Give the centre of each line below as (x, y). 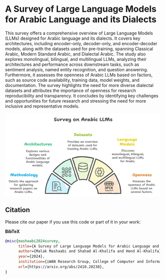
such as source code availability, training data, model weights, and (72, 80)
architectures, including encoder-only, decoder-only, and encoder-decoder (81, 43)
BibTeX (13, 231)
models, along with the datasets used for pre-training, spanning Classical (79, 49)
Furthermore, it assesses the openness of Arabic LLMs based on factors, (79, 75)
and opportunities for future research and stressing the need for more (76, 101)
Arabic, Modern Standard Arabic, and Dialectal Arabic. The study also (75, 54)
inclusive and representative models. (42, 106)
